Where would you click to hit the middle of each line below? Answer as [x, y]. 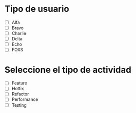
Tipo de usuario [37, 9]
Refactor [20, 94]
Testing [19, 105]
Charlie [19, 33]
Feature [19, 83]
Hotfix [18, 89]
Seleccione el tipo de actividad [68, 70]
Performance [25, 99]
